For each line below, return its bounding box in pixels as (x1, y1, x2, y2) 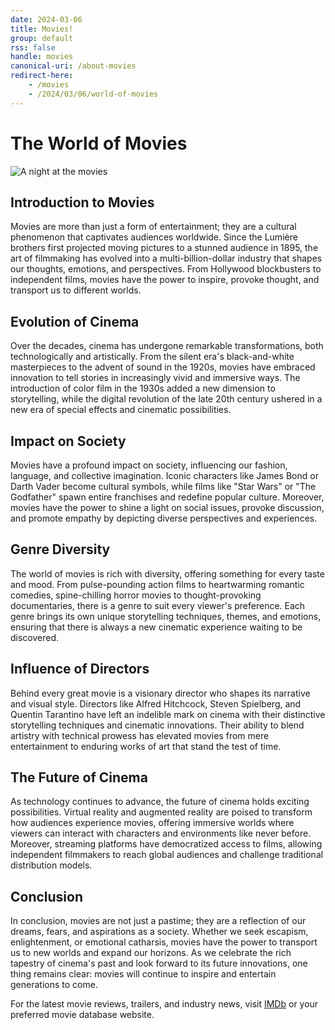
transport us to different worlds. (10, 284, 142, 296)
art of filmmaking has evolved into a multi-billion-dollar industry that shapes (10, 252, 323, 265)
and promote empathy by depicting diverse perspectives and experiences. (10, 512, 318, 524)
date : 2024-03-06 (10, 14, 83, 25)
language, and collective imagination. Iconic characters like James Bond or (10, 470, 319, 481)
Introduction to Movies (10, 194, 155, 211)
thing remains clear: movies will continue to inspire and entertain (10, 968, 277, 980)
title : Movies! (10, 24, 74, 34)
